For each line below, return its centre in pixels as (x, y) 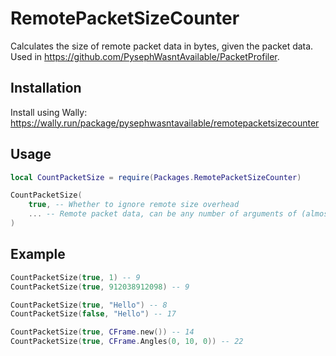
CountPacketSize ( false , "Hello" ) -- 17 (93, 314)
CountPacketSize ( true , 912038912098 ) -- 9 (100, 287)
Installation (46, 88)
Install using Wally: (49, 112)
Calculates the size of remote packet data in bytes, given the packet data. (162, 46)
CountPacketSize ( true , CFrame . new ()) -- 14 (102, 332)
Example (38, 254)
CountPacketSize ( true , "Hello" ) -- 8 (89, 305)
